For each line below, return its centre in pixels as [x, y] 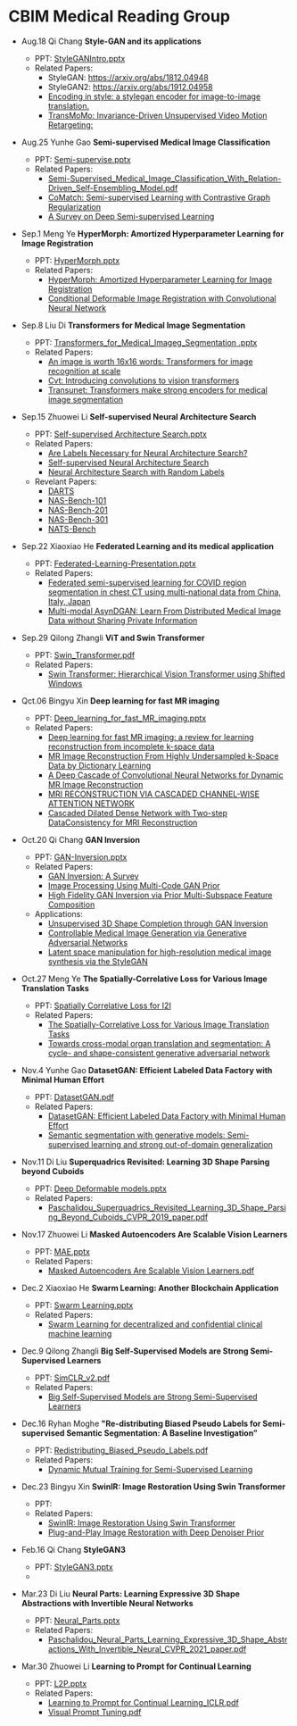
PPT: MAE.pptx [62, 1251]
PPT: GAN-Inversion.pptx [81, 857]
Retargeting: [70, 125]
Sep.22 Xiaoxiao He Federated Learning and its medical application [147, 546]
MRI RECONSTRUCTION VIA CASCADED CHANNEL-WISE [154, 794]
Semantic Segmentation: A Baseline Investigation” [161, 1433]
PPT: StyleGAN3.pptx [74, 1567]
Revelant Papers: [66, 481]
